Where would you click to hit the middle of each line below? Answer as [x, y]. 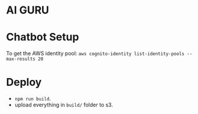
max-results [21, 59]
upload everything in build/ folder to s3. [64, 105]
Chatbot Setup [43, 37]
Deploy [24, 82]
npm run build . [33, 99]
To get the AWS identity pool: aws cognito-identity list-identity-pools [95, 53]
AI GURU [27, 10]
